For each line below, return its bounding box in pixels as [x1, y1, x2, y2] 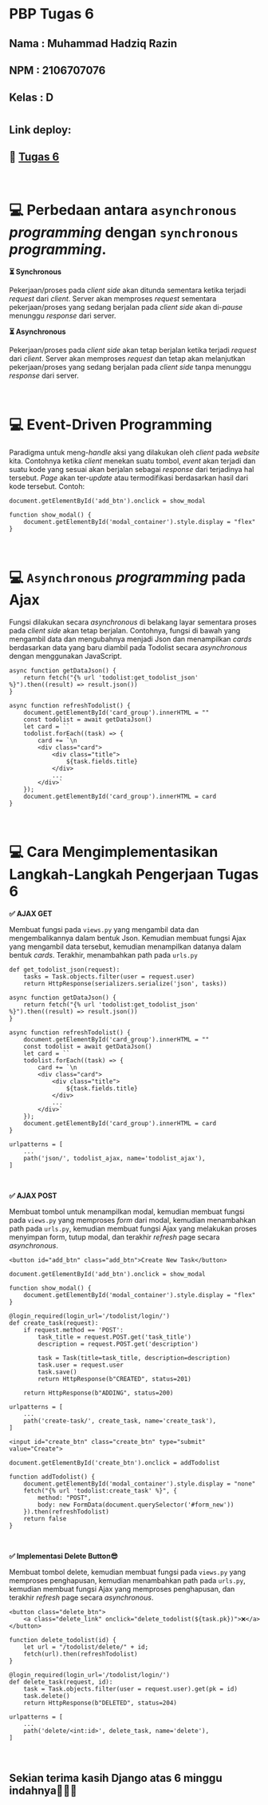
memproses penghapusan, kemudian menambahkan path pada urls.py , [9, 1576, 246, 1585]
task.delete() [23, 1692, 70, 1700]
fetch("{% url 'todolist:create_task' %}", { [23, 1487, 178, 1495]
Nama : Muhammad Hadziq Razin [9, 37, 178, 50]
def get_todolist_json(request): [9, 966, 120, 974]
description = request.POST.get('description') [37, 1340, 199, 1348]
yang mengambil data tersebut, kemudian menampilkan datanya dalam [9, 942, 242, 951]
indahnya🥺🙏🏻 [9, 1783, 77, 1797]
